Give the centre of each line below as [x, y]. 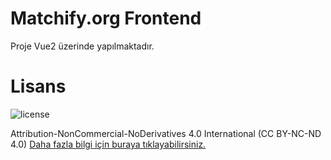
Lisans [38, 86]
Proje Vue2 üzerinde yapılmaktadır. [82, 46]
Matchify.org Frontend [106, 18]
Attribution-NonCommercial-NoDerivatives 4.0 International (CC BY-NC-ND [166, 133]
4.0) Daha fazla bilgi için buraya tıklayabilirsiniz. [108, 144]
